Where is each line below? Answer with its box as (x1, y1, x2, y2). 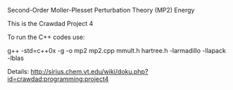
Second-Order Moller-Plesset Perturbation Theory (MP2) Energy (7, 6, 195, 14)
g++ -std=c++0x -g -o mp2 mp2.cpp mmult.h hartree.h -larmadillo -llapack (7, 47, 227, 54)
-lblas (7, 54, 25, 62)
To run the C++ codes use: (7, 33, 85, 41)
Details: (7, 68, 30, 75)
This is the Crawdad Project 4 (7, 20, 94, 27)
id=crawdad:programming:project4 (7, 75, 109, 83)
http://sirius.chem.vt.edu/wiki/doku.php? (30, 68, 149, 75)
